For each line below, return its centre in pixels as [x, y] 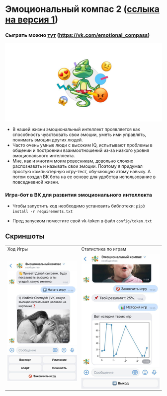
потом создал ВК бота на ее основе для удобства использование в [84, 177]
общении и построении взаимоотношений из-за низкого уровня [81, 150]
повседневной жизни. [36, 182]
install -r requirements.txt [42, 211]
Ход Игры [18, 249]
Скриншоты [25, 236]
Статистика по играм [104, 249]
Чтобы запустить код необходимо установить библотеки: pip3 [79, 206]
